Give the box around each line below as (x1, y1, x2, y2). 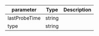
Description (63, 6, 92, 13)
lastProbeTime (7, 15, 41, 21)
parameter (11, 6, 37, 13)
